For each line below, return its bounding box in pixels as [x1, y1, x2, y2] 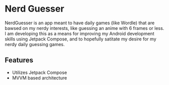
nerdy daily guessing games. [5, 41, 65, 47]
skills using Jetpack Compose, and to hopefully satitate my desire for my [5, 36, 156, 42]
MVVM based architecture [12, 74, 67, 81]
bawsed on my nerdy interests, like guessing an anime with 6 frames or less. [5, 25, 164, 31]
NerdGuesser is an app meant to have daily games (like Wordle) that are [5, 20, 155, 26]
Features [5, 56, 33, 65]
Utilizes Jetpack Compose [12, 69, 67, 75]
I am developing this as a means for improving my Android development [5, 30, 155, 36]
